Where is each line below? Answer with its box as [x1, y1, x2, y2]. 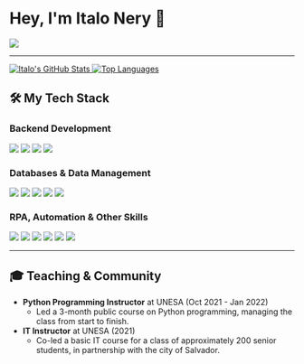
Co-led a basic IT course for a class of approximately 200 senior [35, 335, 277, 346]
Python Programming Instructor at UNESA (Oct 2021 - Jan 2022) [22, 297, 269, 308]
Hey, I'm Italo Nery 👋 [9, 8, 166, 29]
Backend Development [9, 122, 111, 135]
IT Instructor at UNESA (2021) [22, 325, 136, 337]
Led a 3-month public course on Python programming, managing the [35, 306, 292, 317]
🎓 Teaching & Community [9, 268, 162, 284]
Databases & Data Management [9, 166, 151, 179]
